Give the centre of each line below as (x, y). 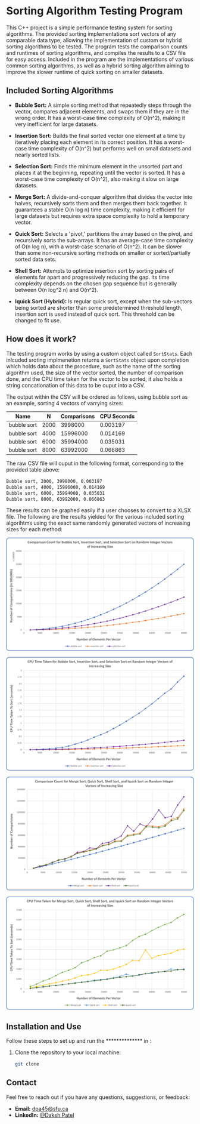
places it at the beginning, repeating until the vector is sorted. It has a (100, 173)
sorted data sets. (35, 259)
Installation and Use (44, 1026)
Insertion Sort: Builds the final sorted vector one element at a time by (100, 136)
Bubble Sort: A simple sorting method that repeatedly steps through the (103, 105)
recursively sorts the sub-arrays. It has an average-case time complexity (104, 240)
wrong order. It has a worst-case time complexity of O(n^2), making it (100, 118)
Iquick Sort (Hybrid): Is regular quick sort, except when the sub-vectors (103, 301)
